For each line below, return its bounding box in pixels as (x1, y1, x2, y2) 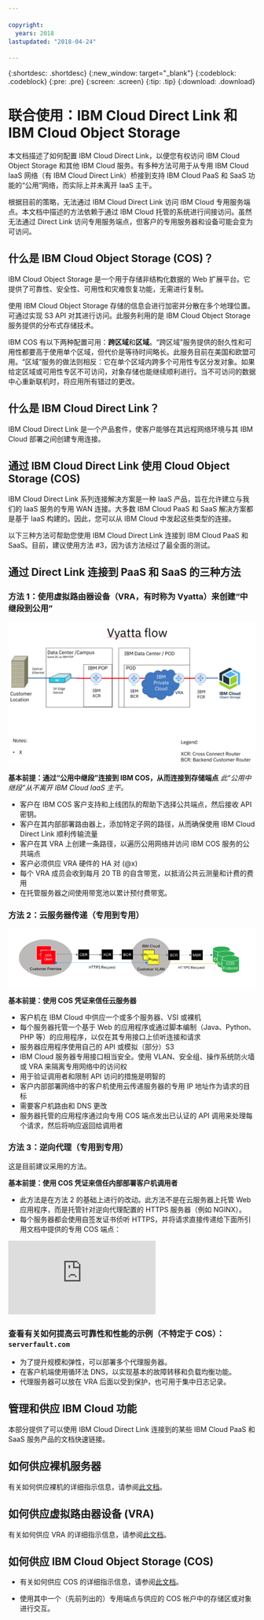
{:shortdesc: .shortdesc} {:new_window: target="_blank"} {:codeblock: (8, 68, 237, 78)
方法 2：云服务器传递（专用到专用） (8, 910, 144, 921)
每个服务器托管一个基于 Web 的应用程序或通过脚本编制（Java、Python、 (19, 1022, 256, 1031)
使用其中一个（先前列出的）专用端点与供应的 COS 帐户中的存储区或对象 (19, 1594, 252, 1603)
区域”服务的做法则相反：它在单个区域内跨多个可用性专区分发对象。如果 (24, 356, 255, 366)
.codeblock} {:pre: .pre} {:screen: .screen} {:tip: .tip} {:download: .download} (8, 77, 255, 87)
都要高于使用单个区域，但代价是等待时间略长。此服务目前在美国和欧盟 (21, 347, 249, 356)
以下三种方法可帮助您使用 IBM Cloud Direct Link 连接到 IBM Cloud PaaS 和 (8, 530, 249, 540)
